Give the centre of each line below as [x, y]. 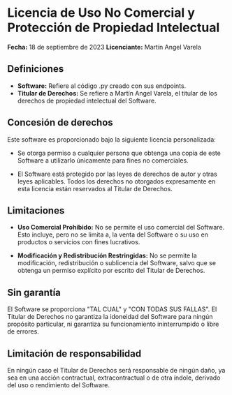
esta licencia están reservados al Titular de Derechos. [95, 188]
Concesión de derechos [60, 122]
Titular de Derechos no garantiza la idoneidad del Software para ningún [110, 317]
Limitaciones [36, 210]
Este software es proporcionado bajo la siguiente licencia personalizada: [112, 139]
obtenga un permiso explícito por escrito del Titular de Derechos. [111, 271]
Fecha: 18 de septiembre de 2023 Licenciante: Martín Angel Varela [104, 47]
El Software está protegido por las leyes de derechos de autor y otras [117, 174]
